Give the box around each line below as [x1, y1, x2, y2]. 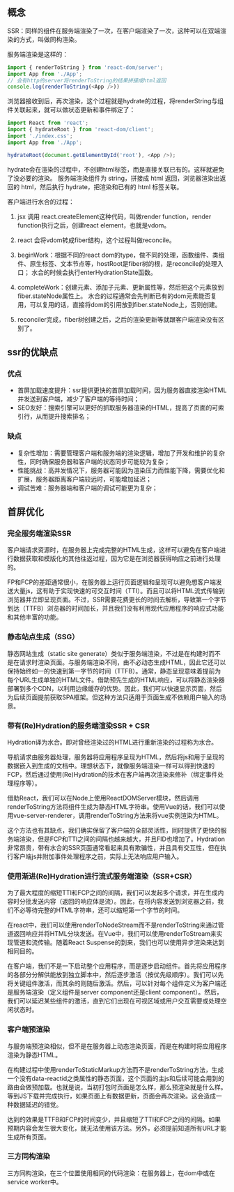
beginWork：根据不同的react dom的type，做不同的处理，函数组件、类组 [17, 251, 225, 259]
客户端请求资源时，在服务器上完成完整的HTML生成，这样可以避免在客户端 [7, 546, 221, 554]
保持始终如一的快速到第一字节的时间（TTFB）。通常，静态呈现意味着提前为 [7, 666, 221, 675]
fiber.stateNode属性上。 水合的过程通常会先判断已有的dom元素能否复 [17, 292, 217, 300]
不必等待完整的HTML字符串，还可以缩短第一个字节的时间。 [13, 906, 184, 914]
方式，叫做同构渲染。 [19, 35, 81, 43]
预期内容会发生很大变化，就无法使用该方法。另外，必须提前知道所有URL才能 [7, 1124, 227, 1132]
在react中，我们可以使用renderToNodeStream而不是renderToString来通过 [7, 921, 218, 930]
